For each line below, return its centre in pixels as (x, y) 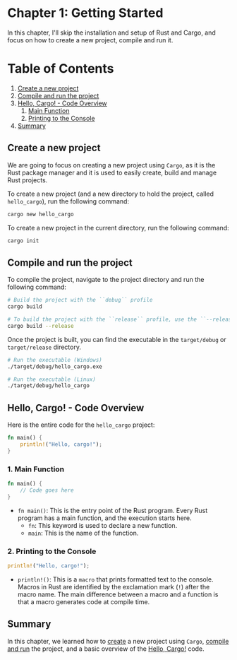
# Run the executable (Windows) (55, 360)
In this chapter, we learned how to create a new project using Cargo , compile (118, 641)
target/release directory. (44, 347)
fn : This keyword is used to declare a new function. (103, 525)
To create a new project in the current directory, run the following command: (118, 228)
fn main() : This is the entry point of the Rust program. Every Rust (113, 510)
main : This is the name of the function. (83, 533)
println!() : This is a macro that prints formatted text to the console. (115, 579)
